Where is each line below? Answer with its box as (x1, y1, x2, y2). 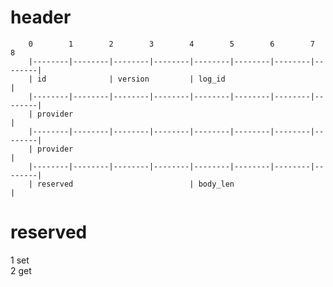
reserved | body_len (36, 179, 235, 189)
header (10, 6, 72, 29)
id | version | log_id (36, 74, 226, 84)
